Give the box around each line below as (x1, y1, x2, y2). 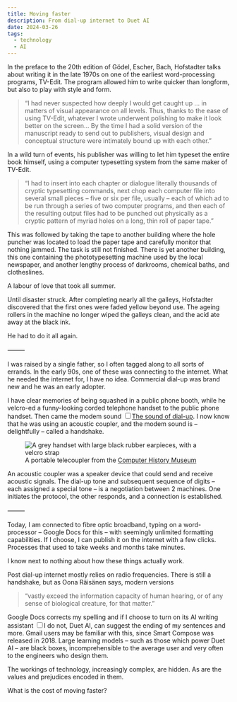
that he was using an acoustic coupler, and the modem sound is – (7, 420, 197, 428)
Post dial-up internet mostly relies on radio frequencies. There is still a (7, 570, 212, 579)
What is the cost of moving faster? (7, 686, 107, 694)
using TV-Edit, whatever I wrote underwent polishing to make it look (24, 114, 222, 122)
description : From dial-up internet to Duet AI (7, 17, 150, 24)
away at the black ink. (7, 318, 71, 326)
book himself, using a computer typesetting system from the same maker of (7, 158, 228, 166)
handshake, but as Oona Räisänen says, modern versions (7, 578, 174, 586)
